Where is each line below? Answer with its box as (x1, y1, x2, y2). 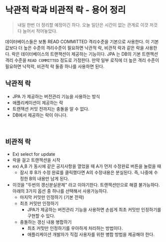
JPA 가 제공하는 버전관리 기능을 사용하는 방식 (12, 93, 100, 99)
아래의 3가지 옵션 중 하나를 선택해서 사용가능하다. (12, 188, 108, 194)
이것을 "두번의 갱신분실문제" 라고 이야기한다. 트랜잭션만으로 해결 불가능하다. (12, 181, 160, 187)
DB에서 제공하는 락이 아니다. (12, 112, 68, 118)
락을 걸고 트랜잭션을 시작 (12, 157, 61, 163)
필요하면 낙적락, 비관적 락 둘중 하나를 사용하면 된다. (5, 63, 104, 69)
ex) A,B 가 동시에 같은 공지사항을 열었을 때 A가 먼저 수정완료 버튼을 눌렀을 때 (12, 163, 162, 169)
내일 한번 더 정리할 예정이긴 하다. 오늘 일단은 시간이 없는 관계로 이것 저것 (17, 22, 158, 28)
